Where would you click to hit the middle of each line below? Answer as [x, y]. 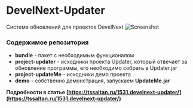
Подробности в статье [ [37, 92]
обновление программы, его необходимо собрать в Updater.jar [96, 68]
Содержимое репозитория [48, 42]
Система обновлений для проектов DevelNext [65, 27]
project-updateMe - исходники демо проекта [73, 75]
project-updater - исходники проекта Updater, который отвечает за [101, 62]
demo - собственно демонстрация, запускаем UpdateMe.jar [92, 81]
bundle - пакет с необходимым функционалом [74, 55]
